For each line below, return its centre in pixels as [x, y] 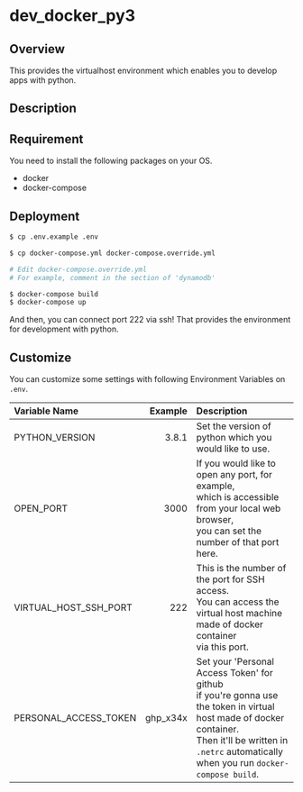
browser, [215, 520]
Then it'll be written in [242, 741]
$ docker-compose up [48, 303]
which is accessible [238, 497]
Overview [37, 49]
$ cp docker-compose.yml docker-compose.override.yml [113, 253]
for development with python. [64, 329]
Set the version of [234, 426]
